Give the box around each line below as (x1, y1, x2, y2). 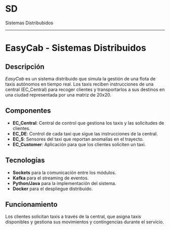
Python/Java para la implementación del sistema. (12, 180, 116, 186)
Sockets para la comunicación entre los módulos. (12, 169, 116, 175)
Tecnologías (5, 156, 45, 165)
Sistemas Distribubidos (5, 20, 54, 26)
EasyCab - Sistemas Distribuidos (5, 42, 147, 54)
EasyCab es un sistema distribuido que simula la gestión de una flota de (5, 75, 156, 81)
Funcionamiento (5, 200, 58, 209)
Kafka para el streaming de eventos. (12, 175, 89, 181)
